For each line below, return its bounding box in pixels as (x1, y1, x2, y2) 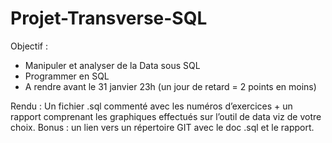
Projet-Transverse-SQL (10, 7, 208, 30)
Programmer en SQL (24, 70, 110, 82)
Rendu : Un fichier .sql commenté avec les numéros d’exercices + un (10, 100, 293, 112)
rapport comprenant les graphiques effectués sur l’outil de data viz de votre (10, 110, 322, 122)
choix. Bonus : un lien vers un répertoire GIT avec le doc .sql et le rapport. (10, 121, 315, 133)
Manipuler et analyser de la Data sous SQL (24, 59, 201, 71)
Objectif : (10, 40, 48, 52)
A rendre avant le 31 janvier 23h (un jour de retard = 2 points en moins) (24, 80, 317, 92)
